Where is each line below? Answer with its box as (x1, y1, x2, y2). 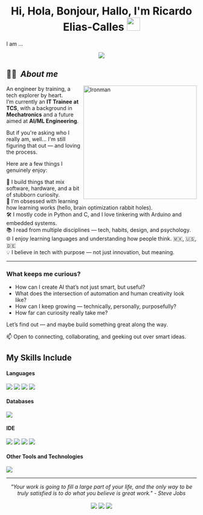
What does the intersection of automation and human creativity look (14, 290, 184, 297)
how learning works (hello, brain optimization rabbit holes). (6, 204, 153, 211)
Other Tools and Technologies (6, 453, 83, 460)
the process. (6, 148, 37, 156)
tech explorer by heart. (6, 91, 63, 99)
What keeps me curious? (6, 269, 81, 278)
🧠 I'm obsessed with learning (6, 197, 79, 205)
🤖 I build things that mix (6, 178, 65, 185)
